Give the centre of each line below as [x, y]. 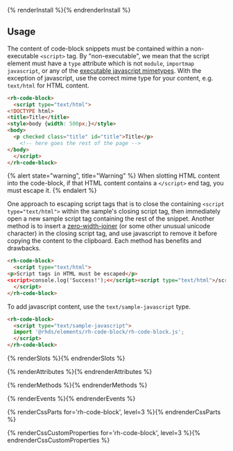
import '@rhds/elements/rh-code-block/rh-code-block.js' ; [99, 332]
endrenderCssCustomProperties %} [59, 441]
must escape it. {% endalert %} [52, 191]
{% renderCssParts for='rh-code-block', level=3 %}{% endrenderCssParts [114, 412]
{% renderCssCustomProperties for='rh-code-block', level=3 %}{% [104, 433]
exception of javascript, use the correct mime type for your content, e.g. [110, 78]
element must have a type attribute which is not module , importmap [101, 63]
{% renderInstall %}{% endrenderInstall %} [69, 10]
